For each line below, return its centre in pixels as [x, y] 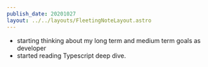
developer [31, 48]
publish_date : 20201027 [41, 14]
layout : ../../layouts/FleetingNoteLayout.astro [79, 20]
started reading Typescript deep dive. [71, 55]
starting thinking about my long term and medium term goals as [109, 40]
